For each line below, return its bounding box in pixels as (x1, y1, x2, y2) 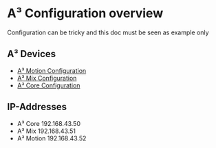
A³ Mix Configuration (17, 74, 77, 82)
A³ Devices (7, 48, 56, 60)
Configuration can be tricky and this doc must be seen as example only (7, 28, 209, 36)
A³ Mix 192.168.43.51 (17, 127, 76, 135)
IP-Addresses (7, 101, 67, 113)
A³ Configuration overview (7, 6, 164, 21)
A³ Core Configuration (17, 81, 80, 89)
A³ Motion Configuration (17, 66, 87, 74)
